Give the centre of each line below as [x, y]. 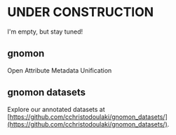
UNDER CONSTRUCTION [81, 12]
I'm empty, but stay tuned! [45, 31]
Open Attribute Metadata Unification [60, 70]
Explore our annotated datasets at [56, 109]
